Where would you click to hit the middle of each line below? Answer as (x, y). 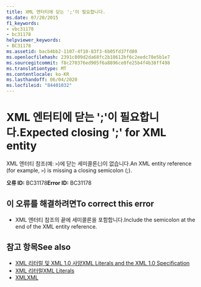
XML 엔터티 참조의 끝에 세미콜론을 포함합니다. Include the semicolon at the (105, 220)
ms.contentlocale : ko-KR (38, 74)
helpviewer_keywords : (34, 40)
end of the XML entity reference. (56, 226)
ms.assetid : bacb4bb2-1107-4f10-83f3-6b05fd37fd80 (72, 52)
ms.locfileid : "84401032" (39, 86)
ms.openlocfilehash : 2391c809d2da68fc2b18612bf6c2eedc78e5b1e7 (88, 57)
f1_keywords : (23, 23)
